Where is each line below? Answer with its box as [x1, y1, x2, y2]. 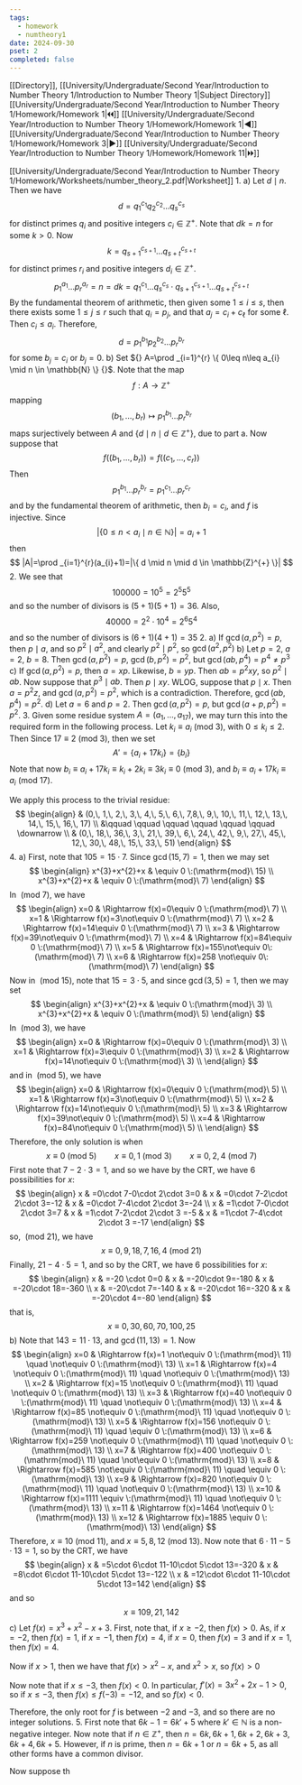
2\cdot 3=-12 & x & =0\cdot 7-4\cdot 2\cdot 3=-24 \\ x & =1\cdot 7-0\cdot [14, 1198, 289, 1209]
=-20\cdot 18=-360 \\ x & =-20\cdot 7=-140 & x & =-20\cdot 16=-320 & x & [12, 1283, 291, 1294]
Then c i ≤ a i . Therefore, [9, 319, 97, 331]
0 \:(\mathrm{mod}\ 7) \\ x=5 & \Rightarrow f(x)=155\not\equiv [30, 942, 261, 953]
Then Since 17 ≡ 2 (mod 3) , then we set [9, 733, 156, 744]
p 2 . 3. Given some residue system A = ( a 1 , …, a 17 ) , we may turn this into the [9, 708, 288, 723]
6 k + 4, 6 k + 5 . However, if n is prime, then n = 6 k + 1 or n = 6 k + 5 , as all [9, 1738, 279, 1749]
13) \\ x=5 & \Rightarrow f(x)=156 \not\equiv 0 [94, 1416, 264, 1427]
